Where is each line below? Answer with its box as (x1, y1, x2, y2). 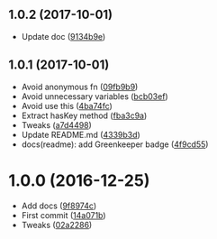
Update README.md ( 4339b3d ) (21, 129, 140, 140)
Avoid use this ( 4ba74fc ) (21, 100, 113, 111)
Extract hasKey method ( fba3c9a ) (21, 110, 148, 121)
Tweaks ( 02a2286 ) (21, 219, 93, 230)
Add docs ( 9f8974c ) (21, 200, 96, 211)
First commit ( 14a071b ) (21, 209, 106, 220)
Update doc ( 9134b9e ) (21, 31, 106, 41)
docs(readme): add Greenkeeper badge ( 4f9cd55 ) (21, 139, 209, 150)
